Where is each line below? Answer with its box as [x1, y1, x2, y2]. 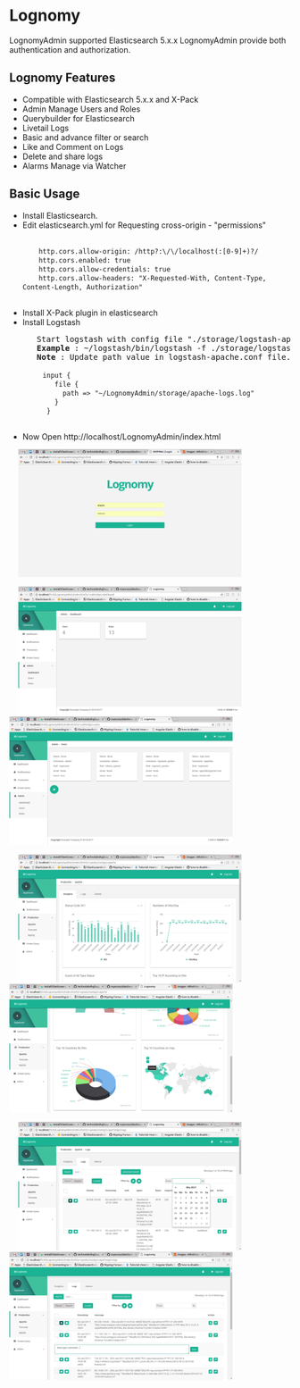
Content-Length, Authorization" [21, 282, 143, 291]
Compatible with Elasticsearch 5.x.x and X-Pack [21, 94, 199, 105]
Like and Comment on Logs [21, 141, 124, 152]
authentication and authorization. [9, 44, 131, 54]
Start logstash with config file [37, 334, 183, 344]
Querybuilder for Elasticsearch [21, 113, 136, 123]
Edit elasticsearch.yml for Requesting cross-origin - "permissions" [21, 220, 266, 230]
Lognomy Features [9, 71, 116, 86]
